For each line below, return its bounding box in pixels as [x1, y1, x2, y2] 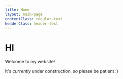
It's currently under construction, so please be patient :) [5, 68, 119, 74]
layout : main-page [5, 12, 43, 17]
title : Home [5, 7, 30, 12]
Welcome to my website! [5, 59, 55, 65]
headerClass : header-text [5, 21, 58, 26]
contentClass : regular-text [5, 16, 63, 21]
